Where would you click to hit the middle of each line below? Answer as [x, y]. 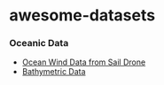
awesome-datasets [82, 15]
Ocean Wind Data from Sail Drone [84, 62]
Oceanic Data [39, 43]
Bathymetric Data [54, 72]
